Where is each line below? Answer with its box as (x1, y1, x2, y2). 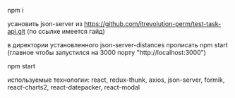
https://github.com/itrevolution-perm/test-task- (83, 20, 222, 27)
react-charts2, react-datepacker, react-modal (7, 83, 140, 91)
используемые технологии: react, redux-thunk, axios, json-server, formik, (7, 75, 225, 84)
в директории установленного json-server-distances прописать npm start (7, 41, 228, 49)
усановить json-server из (7, 20, 83, 27)
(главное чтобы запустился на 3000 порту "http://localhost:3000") (7, 49, 207, 56)
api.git (7, 27, 26, 35)
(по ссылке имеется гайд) (27, 27, 106, 35)
